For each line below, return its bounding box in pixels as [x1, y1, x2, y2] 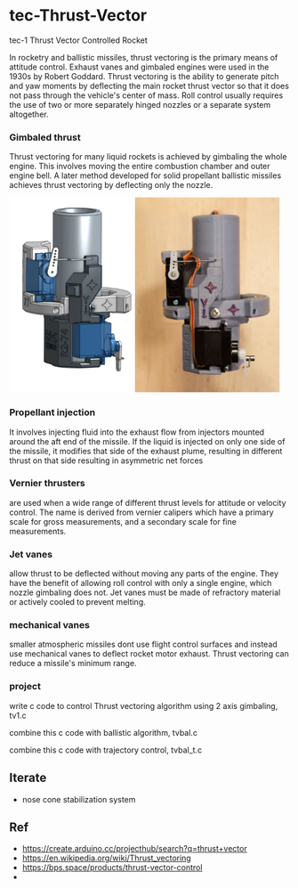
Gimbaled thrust [9, 131, 82, 143]
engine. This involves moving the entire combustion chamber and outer [9, 161, 270, 172]
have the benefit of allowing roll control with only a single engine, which [9, 578, 272, 589]
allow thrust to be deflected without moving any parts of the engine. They [9, 568, 278, 579]
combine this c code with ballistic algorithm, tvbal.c [9, 727, 198, 737]
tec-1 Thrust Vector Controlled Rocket [9, 35, 149, 45]
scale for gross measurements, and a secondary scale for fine [9, 516, 238, 526]
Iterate [9, 770, 47, 786]
